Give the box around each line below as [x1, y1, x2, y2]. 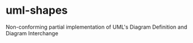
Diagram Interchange [5, 29, 59, 36]
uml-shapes [5, 4, 68, 17]
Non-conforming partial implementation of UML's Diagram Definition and [5, 23, 188, 30]
